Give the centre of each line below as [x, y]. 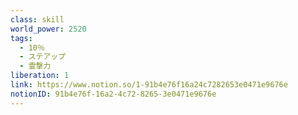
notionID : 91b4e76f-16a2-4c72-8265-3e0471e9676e [113, 94]
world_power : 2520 [48, 29]
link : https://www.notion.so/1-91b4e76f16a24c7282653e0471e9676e [149, 85]
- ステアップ [43, 57]
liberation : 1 [40, 76]
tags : [21, 38]
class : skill [37, 19]
